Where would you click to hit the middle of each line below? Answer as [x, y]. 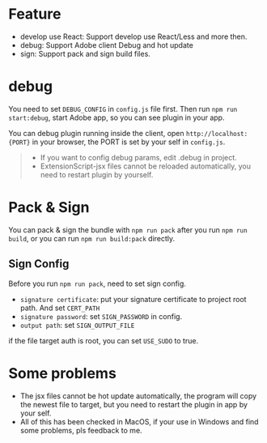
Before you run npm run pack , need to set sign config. [97, 283]
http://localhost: [217, 134]
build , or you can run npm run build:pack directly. [92, 238]
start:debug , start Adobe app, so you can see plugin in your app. [117, 117]
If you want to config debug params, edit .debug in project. [138, 157]
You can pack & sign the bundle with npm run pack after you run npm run [128, 230]
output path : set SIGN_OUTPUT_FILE [77, 325]
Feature [35, 14]
